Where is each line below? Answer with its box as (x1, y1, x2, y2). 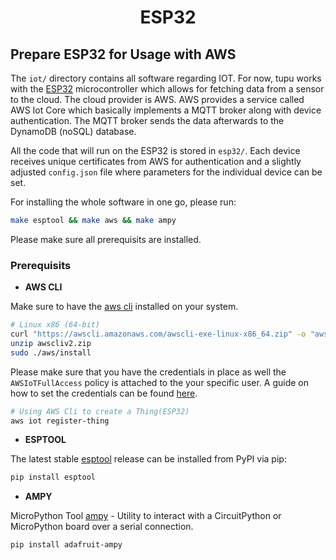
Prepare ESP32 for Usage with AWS (10, 46, 237, 63)
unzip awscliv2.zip (10, 338, 92, 348)
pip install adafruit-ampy (10, 540, 123, 550)
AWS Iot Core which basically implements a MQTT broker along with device (10, 104, 322, 116)
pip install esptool (10, 472, 97, 483)
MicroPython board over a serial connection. (10, 521, 194, 533)
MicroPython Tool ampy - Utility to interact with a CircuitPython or (10, 510, 282, 522)
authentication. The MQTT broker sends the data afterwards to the (10, 115, 285, 126)
